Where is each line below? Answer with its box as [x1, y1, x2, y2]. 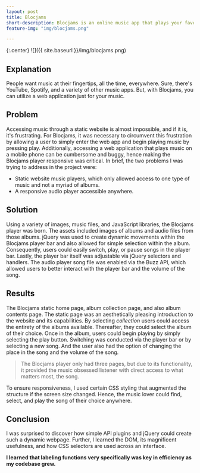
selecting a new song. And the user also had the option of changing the [6, 342, 182, 349]
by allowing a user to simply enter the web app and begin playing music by [6, 138, 189, 145]
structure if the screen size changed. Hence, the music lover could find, [6, 390, 182, 397]
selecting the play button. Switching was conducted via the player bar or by [6, 336, 192, 343]
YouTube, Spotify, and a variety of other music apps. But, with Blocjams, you [6, 86, 193, 93]
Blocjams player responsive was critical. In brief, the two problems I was [6, 157, 183, 164]
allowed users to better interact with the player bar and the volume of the [6, 265, 186, 272]
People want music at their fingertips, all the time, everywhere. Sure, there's [6, 80, 192, 87]
